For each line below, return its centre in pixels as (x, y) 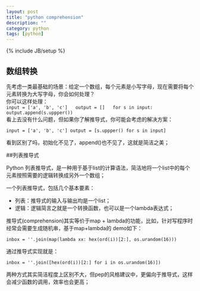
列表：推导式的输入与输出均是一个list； (63, 200)
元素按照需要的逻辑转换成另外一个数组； (56, 175)
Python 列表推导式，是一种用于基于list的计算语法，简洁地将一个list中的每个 (98, 168)
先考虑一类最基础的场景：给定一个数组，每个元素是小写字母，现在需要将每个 (100, 86)
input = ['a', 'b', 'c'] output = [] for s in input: (79, 107)
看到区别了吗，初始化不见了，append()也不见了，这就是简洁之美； (88, 142)
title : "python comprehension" (45, 17)
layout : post (22, 12)
